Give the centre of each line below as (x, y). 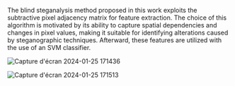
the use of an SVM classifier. (49, 48)
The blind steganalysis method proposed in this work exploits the (102, 10)
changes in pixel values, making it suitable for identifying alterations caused (118, 32)
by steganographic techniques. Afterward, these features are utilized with (115, 40)
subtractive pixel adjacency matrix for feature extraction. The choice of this (117, 18)
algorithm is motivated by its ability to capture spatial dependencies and (112, 25)
